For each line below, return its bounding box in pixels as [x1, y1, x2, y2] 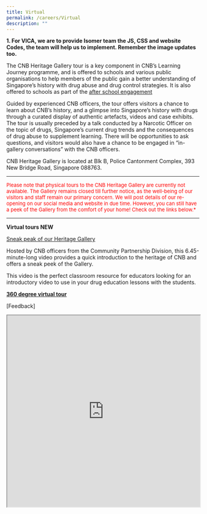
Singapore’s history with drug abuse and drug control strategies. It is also [6, 82, 191, 89]
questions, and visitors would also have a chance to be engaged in [6, 139, 175, 147]
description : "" [6, 20, 48, 26]
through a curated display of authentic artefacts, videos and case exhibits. [6, 113, 194, 120]
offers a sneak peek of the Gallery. [6, 260, 94, 267]
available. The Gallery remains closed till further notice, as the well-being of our [6, 188, 193, 195]
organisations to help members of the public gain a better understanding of [6, 75, 196, 83]
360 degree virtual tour [6, 291, 67, 298]
